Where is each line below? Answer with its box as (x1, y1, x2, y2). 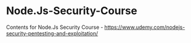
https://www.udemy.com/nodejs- (104, 24, 185, 31)
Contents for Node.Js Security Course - (6, 24, 103, 31)
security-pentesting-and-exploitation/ (6, 29, 99, 37)
